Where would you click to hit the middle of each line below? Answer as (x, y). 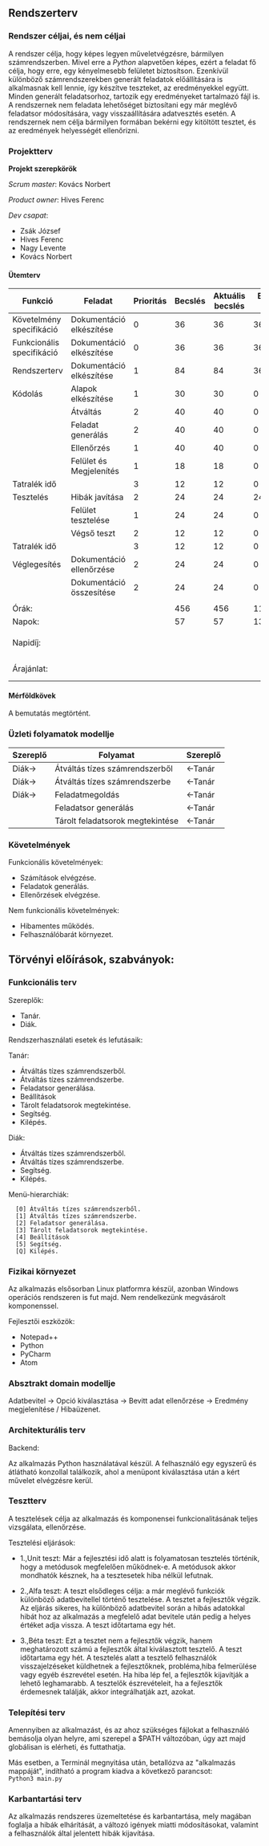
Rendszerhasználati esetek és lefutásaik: (76, 1040)
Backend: (24, 1448)
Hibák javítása (97, 497)
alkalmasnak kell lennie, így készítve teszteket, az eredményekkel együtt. (129, 88)
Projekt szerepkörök (43, 169)
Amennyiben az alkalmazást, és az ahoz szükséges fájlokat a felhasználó (129, 1730)
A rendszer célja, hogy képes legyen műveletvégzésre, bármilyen (116, 53)
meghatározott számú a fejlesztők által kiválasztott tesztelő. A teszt (131, 1648)
